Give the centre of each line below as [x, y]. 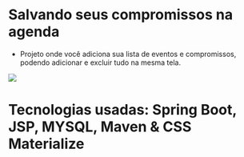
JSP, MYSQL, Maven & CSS [100, 127]
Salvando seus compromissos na [121, 15]
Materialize [46, 144]
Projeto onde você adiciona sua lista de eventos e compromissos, [128, 54]
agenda [34, 32]
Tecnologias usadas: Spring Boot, [123, 110]
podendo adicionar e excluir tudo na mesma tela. [100, 62]
